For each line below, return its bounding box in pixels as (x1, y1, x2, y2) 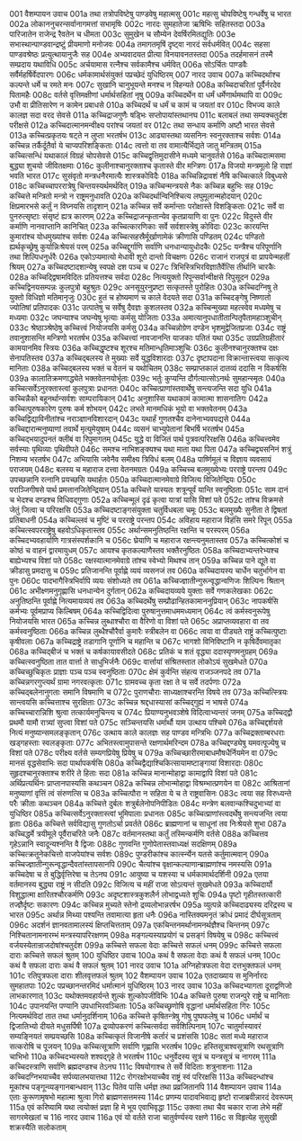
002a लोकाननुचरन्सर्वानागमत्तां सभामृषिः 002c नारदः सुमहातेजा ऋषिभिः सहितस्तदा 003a (9, 19, 266, 29)
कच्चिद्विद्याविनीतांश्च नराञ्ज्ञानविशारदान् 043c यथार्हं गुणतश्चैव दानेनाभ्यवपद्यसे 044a (9, 414, 251, 424)
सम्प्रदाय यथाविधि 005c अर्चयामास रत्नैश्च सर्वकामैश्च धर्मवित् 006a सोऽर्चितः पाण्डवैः (9, 59, 248, 69)
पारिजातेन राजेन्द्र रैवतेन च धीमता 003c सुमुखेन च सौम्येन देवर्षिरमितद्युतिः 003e (9, 29, 236, 40)
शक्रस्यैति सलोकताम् (9, 1122, 67, 1133)
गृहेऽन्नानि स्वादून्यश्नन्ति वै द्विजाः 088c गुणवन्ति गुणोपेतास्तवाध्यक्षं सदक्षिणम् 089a (9, 839, 238, 849)
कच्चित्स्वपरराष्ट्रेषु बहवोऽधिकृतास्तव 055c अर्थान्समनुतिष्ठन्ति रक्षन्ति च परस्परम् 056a (9, 525, 250, 535)
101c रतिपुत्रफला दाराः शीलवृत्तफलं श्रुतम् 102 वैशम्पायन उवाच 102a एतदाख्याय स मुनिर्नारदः (9, 970, 269, 981)
